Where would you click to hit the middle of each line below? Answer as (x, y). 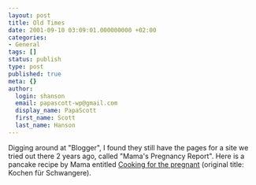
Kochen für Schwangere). (50, 172)
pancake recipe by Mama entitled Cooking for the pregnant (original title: (126, 164)
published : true (35, 74)
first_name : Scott (46, 118)
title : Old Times (37, 23)
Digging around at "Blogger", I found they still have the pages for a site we (128, 147)
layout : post (30, 15)
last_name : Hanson (46, 125)
